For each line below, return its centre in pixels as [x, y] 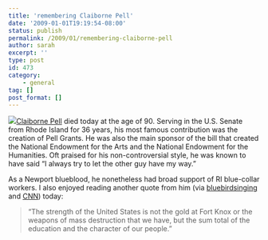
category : [25, 75]
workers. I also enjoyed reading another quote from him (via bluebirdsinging [133, 188]
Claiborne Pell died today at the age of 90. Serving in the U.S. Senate [130, 122]
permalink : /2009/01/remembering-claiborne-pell [91, 38]
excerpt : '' [28, 53]
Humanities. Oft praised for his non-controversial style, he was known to [127, 155]
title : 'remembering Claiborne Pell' [71, 16]
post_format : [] [35, 98]
